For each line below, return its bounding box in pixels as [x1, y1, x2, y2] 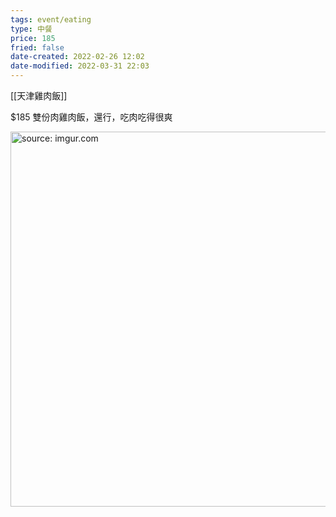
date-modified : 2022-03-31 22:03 [10, 61, 150, 71]
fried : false [10, 42, 65, 53]
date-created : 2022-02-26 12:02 [10, 52, 145, 62]
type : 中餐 [10, 24, 53, 34]
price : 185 [10, 33, 56, 43]
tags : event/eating [10, 14, 92, 25]
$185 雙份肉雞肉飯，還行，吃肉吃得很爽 [10, 111, 173, 123]
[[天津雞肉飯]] [10, 90, 68, 101]
